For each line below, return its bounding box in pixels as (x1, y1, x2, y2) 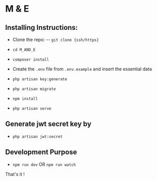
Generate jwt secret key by (5, 120, 92, 128)
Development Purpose (5, 148, 77, 157)
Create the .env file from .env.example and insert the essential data (12, 66, 152, 72)
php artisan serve (12, 106, 51, 111)
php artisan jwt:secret (12, 134, 63, 139)
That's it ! (5, 171, 25, 177)
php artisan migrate (12, 86, 56, 92)
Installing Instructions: (5, 23, 78, 32)
